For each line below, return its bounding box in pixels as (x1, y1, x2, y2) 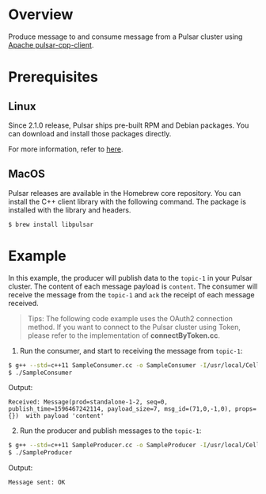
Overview (8, 6, 74, 24)
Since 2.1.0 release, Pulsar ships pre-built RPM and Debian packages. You (8, 121, 249, 130)
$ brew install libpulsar (8, 220, 93, 228)
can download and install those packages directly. (8, 128, 172, 138)
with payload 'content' (25, 412, 104, 420)
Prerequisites (8, 68, 99, 86)
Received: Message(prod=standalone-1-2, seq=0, (8, 398, 169, 406)
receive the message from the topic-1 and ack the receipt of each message (8, 289, 255, 299)
